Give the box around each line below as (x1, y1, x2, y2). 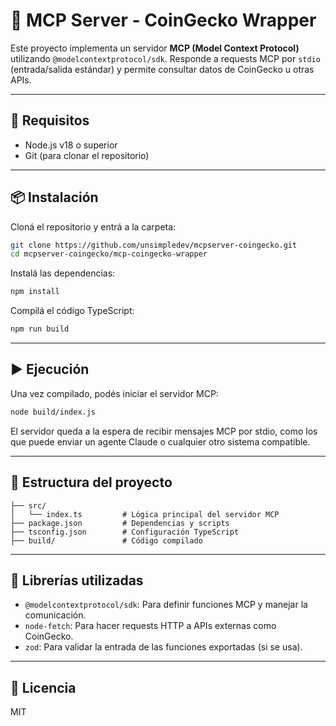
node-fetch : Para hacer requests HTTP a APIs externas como (24, 620, 277, 632)
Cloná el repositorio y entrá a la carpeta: (10, 220, 177, 233)
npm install (10, 287, 60, 297)
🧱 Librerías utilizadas (10, 572, 144, 589)
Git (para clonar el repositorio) (24, 149, 150, 161)
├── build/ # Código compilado (10, 535, 203, 546)
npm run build (10, 324, 70, 334)
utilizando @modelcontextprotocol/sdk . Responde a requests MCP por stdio (10, 52, 321, 64)
